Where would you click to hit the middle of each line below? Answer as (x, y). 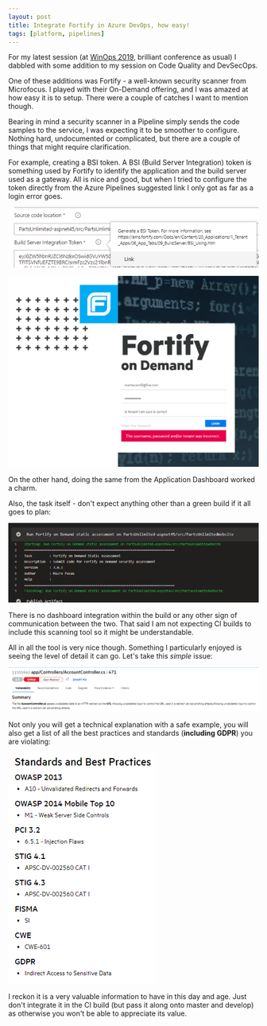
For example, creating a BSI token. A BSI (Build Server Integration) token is (130, 162)
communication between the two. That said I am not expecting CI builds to (130, 624)
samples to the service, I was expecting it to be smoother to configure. (124, 130)
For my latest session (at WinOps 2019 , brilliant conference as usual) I (122, 57)
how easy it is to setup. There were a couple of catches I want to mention (128, 98)
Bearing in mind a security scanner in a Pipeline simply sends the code (124, 122)
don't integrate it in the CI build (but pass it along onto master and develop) (131, 1005)
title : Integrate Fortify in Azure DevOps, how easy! (99, 25)
